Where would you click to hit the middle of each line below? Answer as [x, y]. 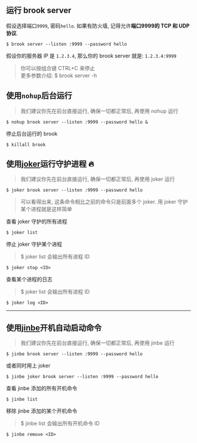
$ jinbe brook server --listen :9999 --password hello [74, 354]
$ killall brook [26, 145]
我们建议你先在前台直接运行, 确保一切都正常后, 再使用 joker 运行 [98, 179]
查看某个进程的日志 [29, 279]
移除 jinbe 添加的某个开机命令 [42, 411]
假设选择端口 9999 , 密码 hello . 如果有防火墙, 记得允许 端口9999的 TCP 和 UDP [98, 26]
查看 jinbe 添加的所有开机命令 [42, 389]
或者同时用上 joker [28, 366]
